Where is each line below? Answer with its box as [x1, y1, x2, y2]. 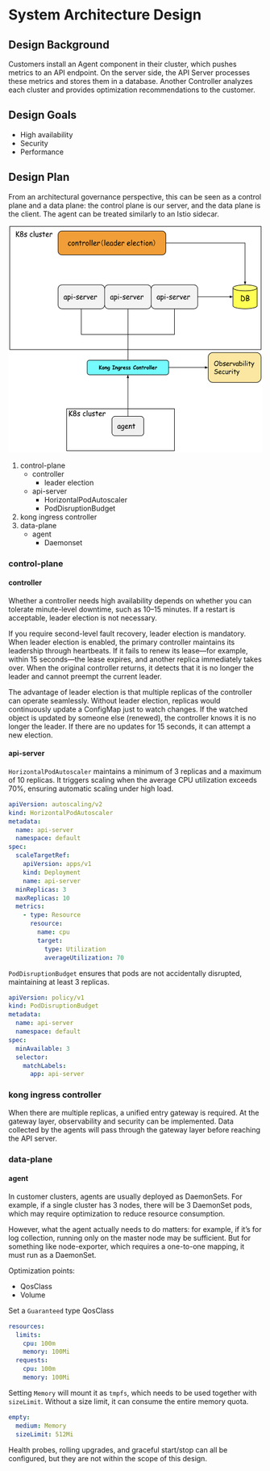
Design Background [8, 38, 110, 52]
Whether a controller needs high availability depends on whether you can [8, 595, 252, 605]
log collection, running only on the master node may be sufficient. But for [8, 1233, 251, 1242]
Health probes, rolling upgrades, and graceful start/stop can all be [8, 1444, 228, 1455]
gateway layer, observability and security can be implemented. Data [8, 1116, 234, 1126]
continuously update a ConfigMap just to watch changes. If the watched [8, 704, 248, 714]
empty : [8, 1413, 31, 1421]
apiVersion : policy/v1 [8, 994, 85, 1002]
